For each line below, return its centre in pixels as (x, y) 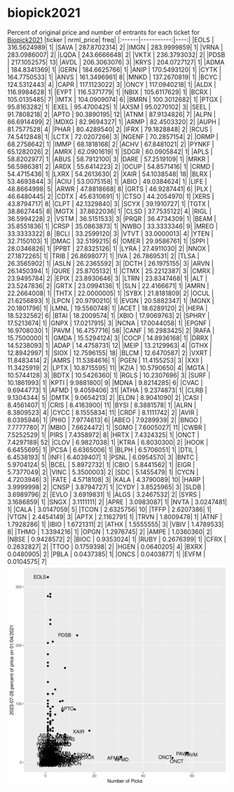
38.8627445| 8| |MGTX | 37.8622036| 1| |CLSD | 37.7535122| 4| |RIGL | (109, 211)
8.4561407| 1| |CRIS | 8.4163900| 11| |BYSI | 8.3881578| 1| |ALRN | (102, 405)
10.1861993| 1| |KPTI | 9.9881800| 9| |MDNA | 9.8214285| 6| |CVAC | (105, 382)
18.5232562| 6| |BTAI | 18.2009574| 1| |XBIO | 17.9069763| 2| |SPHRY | (109, 315)
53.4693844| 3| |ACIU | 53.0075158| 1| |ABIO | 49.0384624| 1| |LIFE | (107, 181)
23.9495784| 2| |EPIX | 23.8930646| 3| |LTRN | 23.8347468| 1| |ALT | (108, 278)
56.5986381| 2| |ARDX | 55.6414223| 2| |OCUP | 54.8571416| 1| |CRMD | (111, 166)
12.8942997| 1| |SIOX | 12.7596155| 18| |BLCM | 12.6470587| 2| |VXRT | (109, 353)
